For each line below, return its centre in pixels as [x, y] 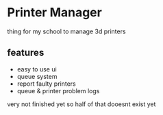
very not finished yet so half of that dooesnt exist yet [81, 104]
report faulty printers [47, 84]
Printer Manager [55, 13]
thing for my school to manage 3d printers [66, 31]
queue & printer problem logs [58, 91]
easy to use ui [37, 69]
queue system [37, 76]
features [26, 53]
